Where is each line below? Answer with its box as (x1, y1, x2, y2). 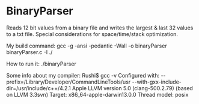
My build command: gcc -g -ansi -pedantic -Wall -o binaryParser (6, 42, 167, 49)
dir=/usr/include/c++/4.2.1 (6, 84, 71, 91)
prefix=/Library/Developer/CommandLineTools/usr (6, 78, 131, 85)
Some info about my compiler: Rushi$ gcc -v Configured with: (6, 72, 160, 79)
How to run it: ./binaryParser (6, 60, 76, 67)
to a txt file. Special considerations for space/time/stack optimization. (6, 30, 179, 37)
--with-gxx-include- (132, 78, 182, 85)
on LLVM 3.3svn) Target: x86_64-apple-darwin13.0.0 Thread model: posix (6, 91, 189, 98)
